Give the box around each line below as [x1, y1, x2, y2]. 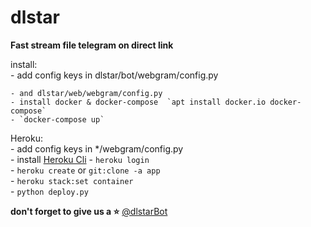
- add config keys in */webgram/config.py [10, 142, 184, 155]
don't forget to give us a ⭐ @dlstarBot [10, 205, 168, 217]
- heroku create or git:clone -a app [10, 164, 161, 176]
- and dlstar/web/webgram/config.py [10, 88, 163, 98]
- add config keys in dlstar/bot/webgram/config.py [10, 69, 219, 81]
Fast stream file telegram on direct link [10, 39, 174, 51]
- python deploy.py [10, 185, 89, 197]
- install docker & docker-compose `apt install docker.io [10, 97, 267, 107]
